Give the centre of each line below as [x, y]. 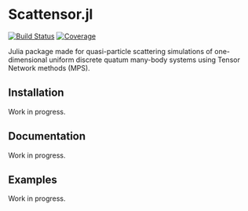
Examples [33, 179]
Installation [36, 93]
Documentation [47, 136]
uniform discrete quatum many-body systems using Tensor [145, 60]
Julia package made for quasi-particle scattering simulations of [111, 51]
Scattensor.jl [51, 15]
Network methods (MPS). [49, 67]
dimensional [28, 60]
